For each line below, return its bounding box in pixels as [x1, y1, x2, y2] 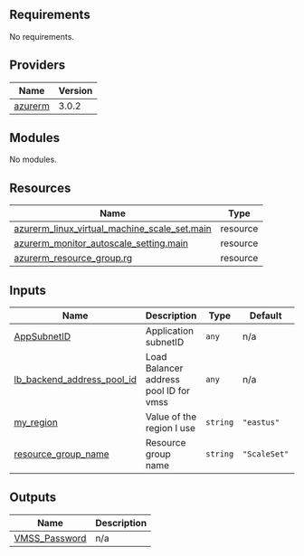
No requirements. [9, 31, 75, 42]
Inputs [9, 282, 47, 297]
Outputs [9, 490, 57, 505]
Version [58, 84, 93, 97]
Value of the [145, 410, 197, 423]
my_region [14, 416, 59, 429]
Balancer [145, 362, 184, 374]
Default [249, 309, 282, 322]
